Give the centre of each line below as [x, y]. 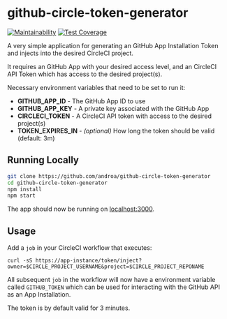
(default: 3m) [36, 138]
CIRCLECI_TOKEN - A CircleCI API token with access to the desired [114, 116]
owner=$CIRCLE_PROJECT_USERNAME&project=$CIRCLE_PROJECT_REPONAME [106, 267]
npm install [24, 189]
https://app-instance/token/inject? [88, 261]
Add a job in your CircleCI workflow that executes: [80, 248]
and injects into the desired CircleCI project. [71, 53]
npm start [22, 196]
